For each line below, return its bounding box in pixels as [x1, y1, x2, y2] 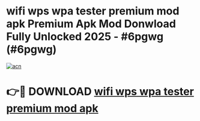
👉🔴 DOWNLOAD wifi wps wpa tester [6, 85, 194, 99]
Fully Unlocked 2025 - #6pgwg [6, 30, 164, 43]
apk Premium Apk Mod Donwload [6, 17, 176, 31]
